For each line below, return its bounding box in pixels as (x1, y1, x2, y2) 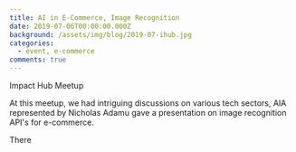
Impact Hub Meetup (9, 81, 84, 90)
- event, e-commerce (17, 47, 95, 56)
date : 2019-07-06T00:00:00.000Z (9, 22, 131, 31)
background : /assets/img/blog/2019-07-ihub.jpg (9, 30, 193, 39)
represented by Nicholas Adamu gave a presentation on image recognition (9, 108, 287, 118)
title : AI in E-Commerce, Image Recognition (9, 13, 180, 23)
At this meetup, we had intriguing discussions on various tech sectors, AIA (9, 98, 287, 109)
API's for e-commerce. (9, 117, 95, 128)
